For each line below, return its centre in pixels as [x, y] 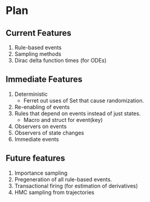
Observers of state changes [49, 133]
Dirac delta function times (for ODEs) [60, 60]
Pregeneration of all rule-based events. [63, 179]
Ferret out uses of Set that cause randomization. [84, 100]
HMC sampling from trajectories [54, 192]
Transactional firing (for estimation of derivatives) [76, 186]
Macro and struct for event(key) [63, 120]
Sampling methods [38, 54]
